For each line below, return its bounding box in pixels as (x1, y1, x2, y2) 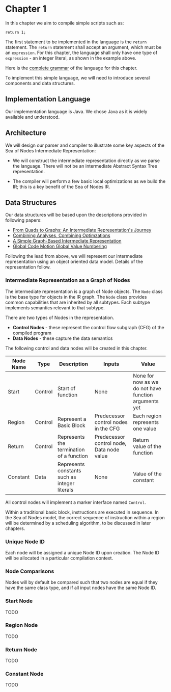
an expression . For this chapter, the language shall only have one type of (5, 49, 158, 56)
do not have (133, 385, 161, 392)
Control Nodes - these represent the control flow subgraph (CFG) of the (12, 324, 164, 330)
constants (58, 467, 81, 474)
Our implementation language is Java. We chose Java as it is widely (5, 108, 148, 115)
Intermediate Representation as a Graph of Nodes (5, 277, 130, 284)
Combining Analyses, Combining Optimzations (12, 232, 110, 238)
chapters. (5, 525, 25, 531)
